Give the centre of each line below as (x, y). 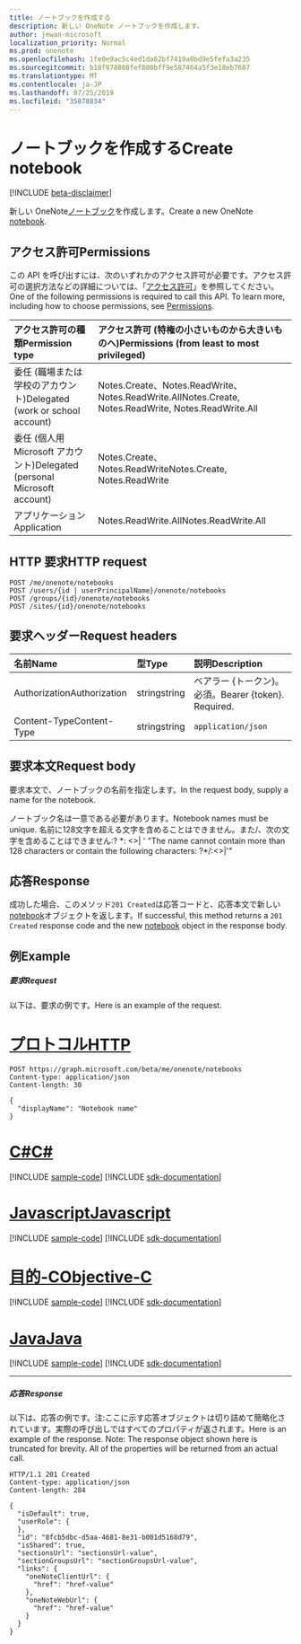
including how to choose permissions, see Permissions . (112, 306)
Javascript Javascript (90, 1213)
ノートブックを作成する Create (121, 148)
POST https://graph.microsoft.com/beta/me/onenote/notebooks (126, 1069)
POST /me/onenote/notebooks (62, 583)
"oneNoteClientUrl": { (68, 1577)
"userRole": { (43, 1522)
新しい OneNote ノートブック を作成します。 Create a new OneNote (131, 211)
